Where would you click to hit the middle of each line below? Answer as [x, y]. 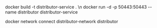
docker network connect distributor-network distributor [62, 21]
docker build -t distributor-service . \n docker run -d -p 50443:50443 [76, 7]
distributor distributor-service [48, 12]
